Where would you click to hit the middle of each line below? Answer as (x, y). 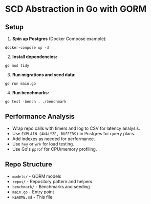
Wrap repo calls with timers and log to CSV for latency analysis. (76, 128)
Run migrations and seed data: (44, 75)
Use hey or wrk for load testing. (43, 144)
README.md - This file (32, 197)
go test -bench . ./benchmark (36, 102)
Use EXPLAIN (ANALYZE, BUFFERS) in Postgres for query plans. (74, 133)
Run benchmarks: (31, 93)
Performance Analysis (40, 116)
